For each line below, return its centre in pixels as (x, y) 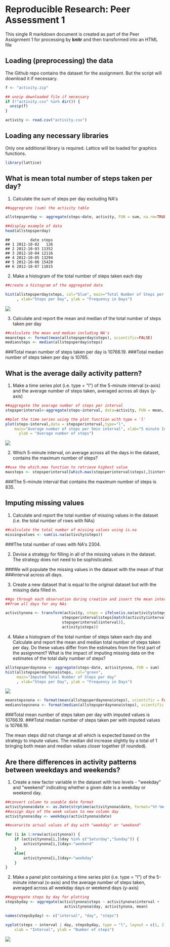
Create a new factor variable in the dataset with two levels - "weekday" (87, 782)
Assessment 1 (35, 20)
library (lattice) (24, 163)
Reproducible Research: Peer (68, 9)
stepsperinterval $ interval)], (93, 622)
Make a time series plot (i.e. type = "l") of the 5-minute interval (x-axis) (87, 385)
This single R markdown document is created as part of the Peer (72, 34)
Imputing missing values (45, 503)
